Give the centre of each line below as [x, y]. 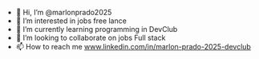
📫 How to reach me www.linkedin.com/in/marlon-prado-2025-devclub [133, 47]
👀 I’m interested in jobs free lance [71, 21]
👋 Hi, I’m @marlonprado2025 [64, 12]
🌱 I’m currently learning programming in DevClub [97, 29]
